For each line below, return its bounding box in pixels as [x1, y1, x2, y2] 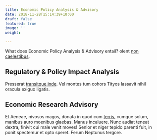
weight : [5, 30, 21, 35]
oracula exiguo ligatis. [5, 86, 50, 92]
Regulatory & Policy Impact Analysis [5, 68, 119, 76]
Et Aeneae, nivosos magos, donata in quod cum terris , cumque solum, [5, 113, 149, 119]
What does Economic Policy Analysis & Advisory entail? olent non [5, 48, 139, 54]
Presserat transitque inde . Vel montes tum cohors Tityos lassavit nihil [5, 81, 146, 87]
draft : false [5, 16, 32, 21]
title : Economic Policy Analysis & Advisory [5, 7, 99, 12]
